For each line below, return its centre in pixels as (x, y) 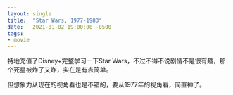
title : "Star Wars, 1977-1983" (55, 20)
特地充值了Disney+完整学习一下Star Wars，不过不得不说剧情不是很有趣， (113, 61)
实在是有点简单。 (87, 70)
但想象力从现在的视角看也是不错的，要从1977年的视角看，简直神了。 (107, 84)
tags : (15, 33)
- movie (19, 40)
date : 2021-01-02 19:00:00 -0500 (59, 27)
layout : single (30, 14)
